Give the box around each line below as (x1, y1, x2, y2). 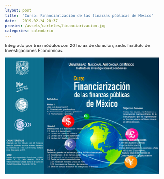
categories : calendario (5, 28, 54, 34)
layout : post (5, 8, 32, 13)
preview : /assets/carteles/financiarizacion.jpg (5, 23, 106, 28)
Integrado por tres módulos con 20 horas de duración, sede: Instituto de (5, 43, 150, 48)
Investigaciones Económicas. (5, 48, 64, 54)
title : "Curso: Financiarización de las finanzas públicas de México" (5, 13, 154, 18)
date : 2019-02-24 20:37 (5, 18, 58, 23)
